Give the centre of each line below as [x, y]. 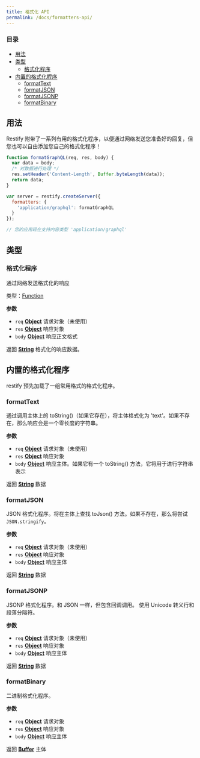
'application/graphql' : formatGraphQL [65, 208]
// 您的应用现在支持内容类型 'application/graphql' [67, 230]
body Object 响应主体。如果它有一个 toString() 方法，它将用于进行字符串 [104, 463]
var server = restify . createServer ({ [53, 196]
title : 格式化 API [28, 12]
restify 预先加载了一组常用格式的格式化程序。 [62, 386]
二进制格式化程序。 [30, 695]
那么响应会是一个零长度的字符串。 [59, 423]
